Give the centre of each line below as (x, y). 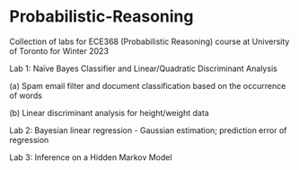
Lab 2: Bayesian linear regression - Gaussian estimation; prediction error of (148, 130)
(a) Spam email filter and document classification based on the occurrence (148, 85)
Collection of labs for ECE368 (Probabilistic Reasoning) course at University (149, 41)
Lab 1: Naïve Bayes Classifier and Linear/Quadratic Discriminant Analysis (144, 68)
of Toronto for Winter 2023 (59, 50)
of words (26, 95)
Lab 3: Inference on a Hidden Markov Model (91, 157)
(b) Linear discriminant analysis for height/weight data (109, 112)
